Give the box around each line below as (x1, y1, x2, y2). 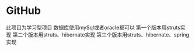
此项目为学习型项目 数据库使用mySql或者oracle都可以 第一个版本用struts (6, 24, 181, 31)
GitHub (6, 4, 41, 17)
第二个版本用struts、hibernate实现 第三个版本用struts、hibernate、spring (12, 31, 190, 38)
